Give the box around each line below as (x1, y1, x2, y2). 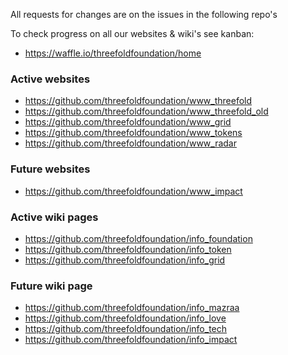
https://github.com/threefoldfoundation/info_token (24, 243, 232, 255)
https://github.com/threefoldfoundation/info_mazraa (24, 302, 240, 314)
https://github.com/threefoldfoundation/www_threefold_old (24, 105, 269, 118)
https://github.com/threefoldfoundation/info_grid (24, 254, 226, 266)
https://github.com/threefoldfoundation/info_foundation (24, 232, 253, 244)
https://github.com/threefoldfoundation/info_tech (24, 323, 228, 335)
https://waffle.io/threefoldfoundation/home (24, 47, 202, 59)
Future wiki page (10, 279, 93, 293)
